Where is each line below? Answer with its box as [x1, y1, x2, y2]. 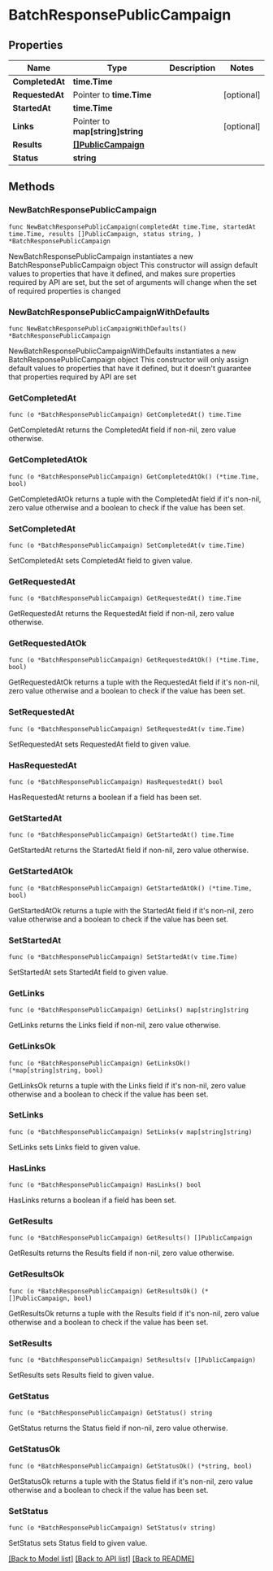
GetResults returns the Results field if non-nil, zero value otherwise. [8, 1248, 235, 1258]
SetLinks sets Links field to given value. [8, 1142, 141, 1152]
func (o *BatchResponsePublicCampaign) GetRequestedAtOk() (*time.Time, [8, 656, 260, 664]
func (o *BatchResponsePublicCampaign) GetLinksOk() [8, 1059, 191, 1067]
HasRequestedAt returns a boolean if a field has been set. [8, 792, 201, 803]
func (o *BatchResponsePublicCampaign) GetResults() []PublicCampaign [8, 1234, 253, 1242]
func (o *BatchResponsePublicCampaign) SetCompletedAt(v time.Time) [8, 541, 245, 549]
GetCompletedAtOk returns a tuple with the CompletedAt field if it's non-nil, [8, 494, 262, 504]
